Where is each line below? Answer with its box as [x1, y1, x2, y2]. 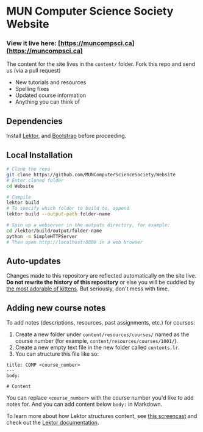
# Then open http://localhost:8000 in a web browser [6, 239, 143, 245]
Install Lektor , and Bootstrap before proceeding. [6, 132, 127, 140]
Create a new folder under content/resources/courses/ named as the [15, 331, 190, 338]
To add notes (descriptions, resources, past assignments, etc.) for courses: [6, 319, 195, 326]
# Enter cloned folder [6, 177, 64, 184]
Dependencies [6, 116, 63, 126]
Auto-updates [6, 256, 61, 266]
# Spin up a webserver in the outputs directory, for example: [6, 222, 171, 228]
